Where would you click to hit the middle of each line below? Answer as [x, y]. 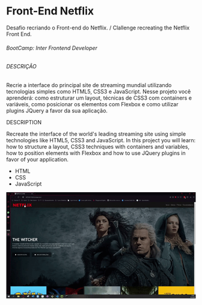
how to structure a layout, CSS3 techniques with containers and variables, [98, 146]
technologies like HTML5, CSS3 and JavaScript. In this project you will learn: [101, 140]
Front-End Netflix [50, 11]
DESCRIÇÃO [22, 67]
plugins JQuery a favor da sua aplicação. [57, 110]
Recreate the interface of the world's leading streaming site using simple [96, 134]
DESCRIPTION [24, 122]
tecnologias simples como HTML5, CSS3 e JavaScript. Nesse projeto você [99, 91]
